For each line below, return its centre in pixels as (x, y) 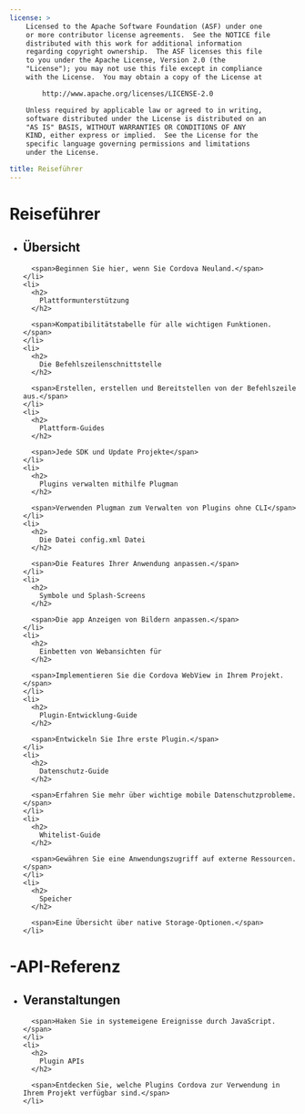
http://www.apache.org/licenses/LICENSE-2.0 (128, 93)
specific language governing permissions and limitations (138, 144)
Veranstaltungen (71, 1001)
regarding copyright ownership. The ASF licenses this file (144, 52)
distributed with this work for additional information (134, 43)
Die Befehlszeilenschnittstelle (101, 364)
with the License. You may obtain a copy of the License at (144, 77)
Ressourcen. (274, 859)
